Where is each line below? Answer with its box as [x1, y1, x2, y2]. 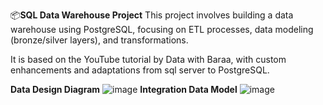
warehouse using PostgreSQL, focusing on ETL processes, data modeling [10, 24, 314, 35]
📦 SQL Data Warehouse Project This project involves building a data [10, 9, 294, 21]
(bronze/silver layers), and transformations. [10, 34, 189, 46]
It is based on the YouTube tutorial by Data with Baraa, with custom [10, 54, 287, 65]
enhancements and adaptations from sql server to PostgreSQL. [10, 64, 270, 76]
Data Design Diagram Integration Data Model [10, 84, 238, 95]
